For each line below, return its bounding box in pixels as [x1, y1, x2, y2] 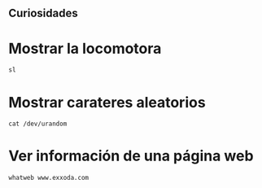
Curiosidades [8, 7, 79, 20]
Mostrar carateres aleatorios [8, 93, 206, 111]
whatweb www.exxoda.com [8, 174, 90, 182]
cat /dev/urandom [8, 120, 68, 129]
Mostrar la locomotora [8, 39, 162, 58]
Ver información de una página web [8, 146, 254, 165]
